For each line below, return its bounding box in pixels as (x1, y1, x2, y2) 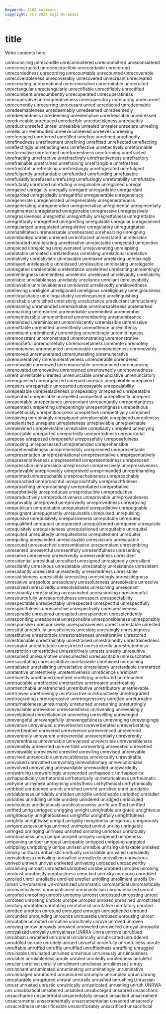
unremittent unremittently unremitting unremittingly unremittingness (5, 330, 144, 336)
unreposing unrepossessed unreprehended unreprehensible (5, 441, 129, 447)
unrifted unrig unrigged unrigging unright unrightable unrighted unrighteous (5, 807, 161, 813)
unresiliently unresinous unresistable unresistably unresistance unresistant (5, 563, 158, 569)
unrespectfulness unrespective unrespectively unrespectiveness (5, 606, 138, 612)
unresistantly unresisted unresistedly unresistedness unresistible (5, 568, 138, 574)
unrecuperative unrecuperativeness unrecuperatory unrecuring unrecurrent (5, 97, 160, 103)
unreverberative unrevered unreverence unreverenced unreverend (5, 728, 141, 734)
